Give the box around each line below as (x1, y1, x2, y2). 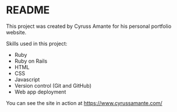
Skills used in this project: (6, 40, 68, 47)
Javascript (14, 76, 40, 83)
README (6, 3, 50, 17)
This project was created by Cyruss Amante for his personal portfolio (6, 23, 172, 30)
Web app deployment (14, 88, 66, 95)
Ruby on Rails (14, 57, 48, 64)
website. (6, 28, 27, 35)
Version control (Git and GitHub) (14, 82, 92, 89)
